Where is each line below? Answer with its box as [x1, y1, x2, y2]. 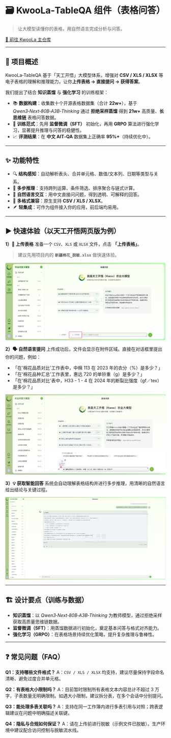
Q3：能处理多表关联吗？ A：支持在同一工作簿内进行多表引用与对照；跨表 [5, 703, 159, 709]
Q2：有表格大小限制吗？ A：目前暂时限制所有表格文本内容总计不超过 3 [5, 686, 154, 692]
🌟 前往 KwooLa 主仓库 [5, 36, 51, 42]
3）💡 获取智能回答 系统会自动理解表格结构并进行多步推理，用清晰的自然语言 [5, 480, 165, 486]
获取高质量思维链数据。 [12, 619, 62, 625]
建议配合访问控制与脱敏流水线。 [14, 727, 81, 733]
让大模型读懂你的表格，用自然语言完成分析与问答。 [17, 25, 125, 32]
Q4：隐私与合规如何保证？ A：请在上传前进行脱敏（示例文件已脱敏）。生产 [5, 721, 161, 727]
